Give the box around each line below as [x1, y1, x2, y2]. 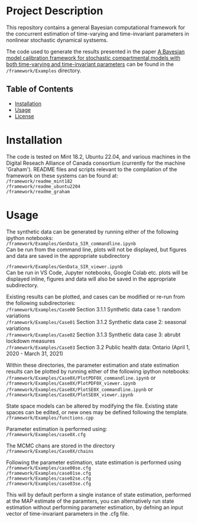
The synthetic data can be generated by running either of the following [6, 228, 179, 235]
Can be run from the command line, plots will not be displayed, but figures [6, 245, 187, 253]
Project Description [6, 4, 104, 18]
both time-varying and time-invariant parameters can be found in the [6, 61, 174, 68]
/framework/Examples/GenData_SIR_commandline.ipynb [6, 241, 136, 247]
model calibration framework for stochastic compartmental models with [6, 54, 180, 61]
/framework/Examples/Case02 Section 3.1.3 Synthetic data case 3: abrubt [6, 331, 181, 338]
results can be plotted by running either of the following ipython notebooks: [6, 367, 190, 375]
